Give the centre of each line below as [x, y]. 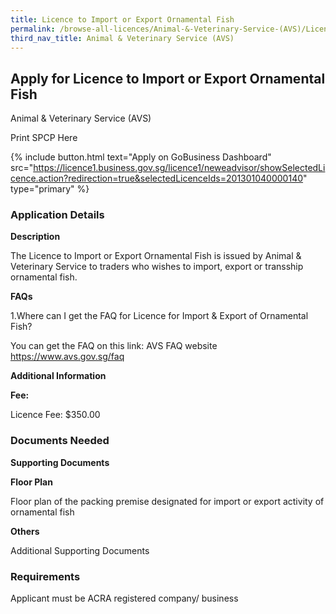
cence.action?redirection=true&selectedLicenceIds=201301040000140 [157, 178]
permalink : [33, 29]
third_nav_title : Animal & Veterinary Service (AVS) [122, 38]
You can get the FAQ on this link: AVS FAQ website [114, 346]
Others [25, 531]
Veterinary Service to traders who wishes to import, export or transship [157, 267]
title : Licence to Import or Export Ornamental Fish [122, 19]
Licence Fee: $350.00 [55, 415]
